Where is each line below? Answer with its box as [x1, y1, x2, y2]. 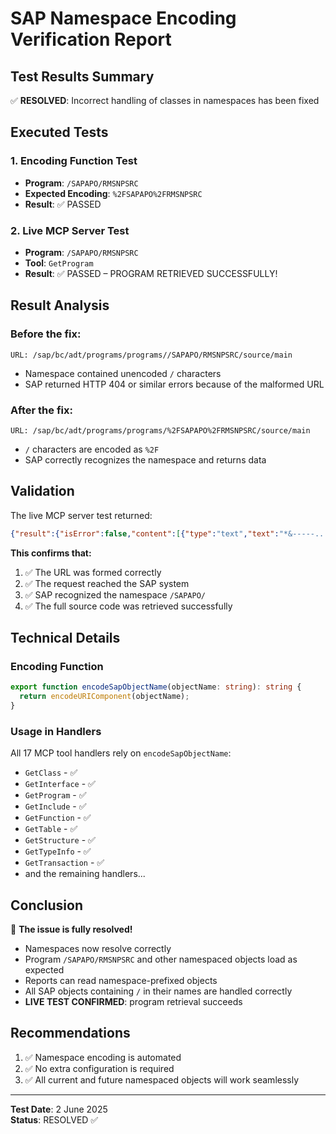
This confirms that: [10, 547, 92, 559]
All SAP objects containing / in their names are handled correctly [24, 985, 293, 997]
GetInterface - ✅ [24, 778, 96, 790]
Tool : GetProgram [24, 257, 94, 269]
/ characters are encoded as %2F [24, 443, 160, 455]
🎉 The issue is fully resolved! [10, 923, 133, 936]
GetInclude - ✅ [24, 800, 87, 812]
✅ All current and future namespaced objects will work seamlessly [24, 1073, 300, 1086]
